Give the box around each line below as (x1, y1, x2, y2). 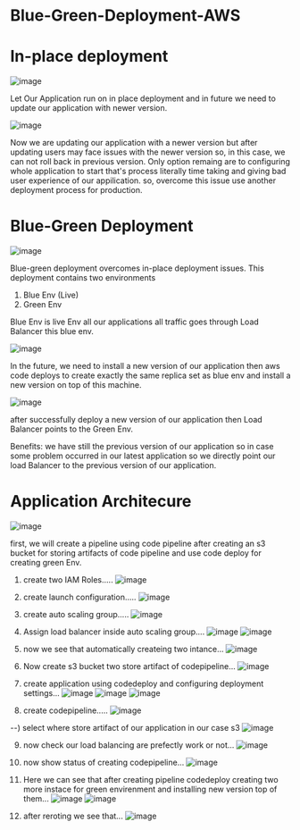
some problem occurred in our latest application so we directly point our (10, 450, 276, 461)
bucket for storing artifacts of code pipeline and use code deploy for (10, 548, 262, 558)
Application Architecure (10, 491, 192, 512)
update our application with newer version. (10, 103, 168, 113)
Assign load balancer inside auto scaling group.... (22, 626, 205, 637)
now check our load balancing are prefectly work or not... (22, 740, 235, 750)
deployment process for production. (10, 185, 143, 196)
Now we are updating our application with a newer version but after (10, 138, 258, 148)
